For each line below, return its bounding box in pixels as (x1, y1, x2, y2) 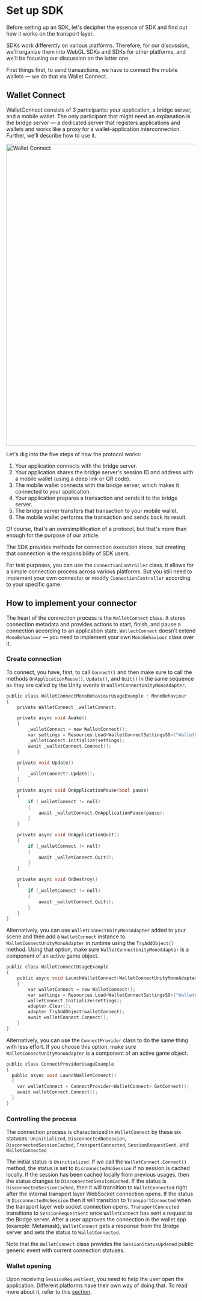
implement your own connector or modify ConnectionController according (6, 574, 191, 581)
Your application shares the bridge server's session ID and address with (14, 468, 194, 476)
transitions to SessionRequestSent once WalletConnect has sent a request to (6, 1209, 192, 1217)
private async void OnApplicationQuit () (17, 832, 120, 838)
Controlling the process (6, 1115, 77, 1123)
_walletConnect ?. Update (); (28, 771, 96, 777)
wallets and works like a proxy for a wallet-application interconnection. (6, 125, 182, 133)
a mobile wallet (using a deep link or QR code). (14, 475, 131, 482)
